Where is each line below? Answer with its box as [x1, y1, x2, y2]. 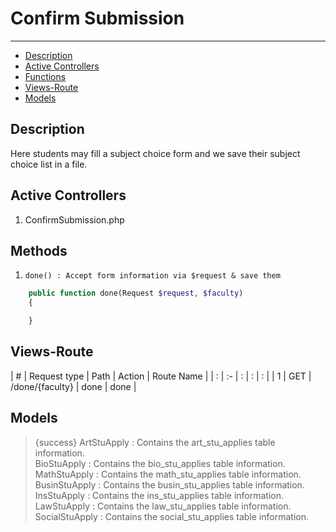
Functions [24, 70, 67, 82]
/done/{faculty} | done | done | [10, 380, 137, 392]
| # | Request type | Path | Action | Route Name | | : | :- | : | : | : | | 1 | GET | [10, 370, 312, 382]
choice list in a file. [10, 158, 88, 170]
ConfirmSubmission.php [24, 213, 125, 226]
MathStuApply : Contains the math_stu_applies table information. [34, 468, 302, 480]
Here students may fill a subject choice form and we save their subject [10, 147, 301, 159]
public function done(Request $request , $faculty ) [28, 288, 244, 299]
